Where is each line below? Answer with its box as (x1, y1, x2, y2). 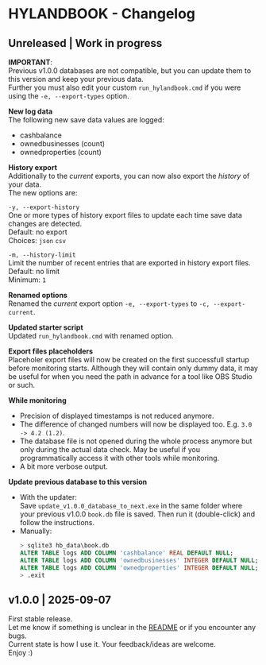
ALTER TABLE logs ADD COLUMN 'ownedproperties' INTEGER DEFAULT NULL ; (19, 563, 259, 572)
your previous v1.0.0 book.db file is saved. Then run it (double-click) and (19, 509, 256, 519)
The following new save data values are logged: (8, 115, 164, 124)
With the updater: (19, 493, 77, 501)
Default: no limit (8, 267, 60, 276)
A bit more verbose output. (19, 462, 109, 471)
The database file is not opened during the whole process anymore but (19, 436, 253, 446)
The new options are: (8, 188, 78, 197)
